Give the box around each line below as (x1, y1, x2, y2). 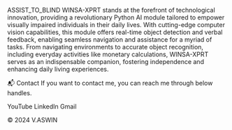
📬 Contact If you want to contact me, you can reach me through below (7, 79, 213, 87)
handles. (7, 89, 32, 97)
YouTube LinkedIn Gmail (7, 102, 77, 111)
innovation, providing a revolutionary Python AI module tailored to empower (7, 13, 225, 22)
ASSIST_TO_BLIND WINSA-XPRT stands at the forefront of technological (7, 6, 215, 14)
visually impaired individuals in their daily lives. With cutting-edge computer (7, 21, 226, 29)
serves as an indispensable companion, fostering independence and (7, 58, 205, 65)
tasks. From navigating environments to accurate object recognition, (7, 43, 204, 51)
